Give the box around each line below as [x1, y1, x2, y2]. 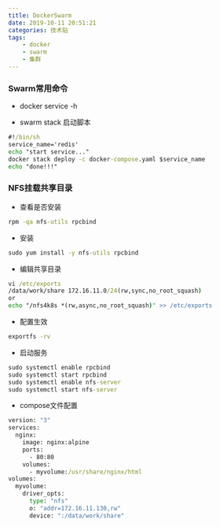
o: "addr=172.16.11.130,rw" [28, 504, 122, 512]
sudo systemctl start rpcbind [8, 371, 108, 379]
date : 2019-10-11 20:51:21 [8, 19, 97, 27]
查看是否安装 [19, 202, 61, 211]
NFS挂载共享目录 [8, 183, 73, 194]
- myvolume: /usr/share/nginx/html [28, 468, 143, 476]
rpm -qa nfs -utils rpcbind [8, 217, 97, 225]
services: [8, 424, 41, 432]
